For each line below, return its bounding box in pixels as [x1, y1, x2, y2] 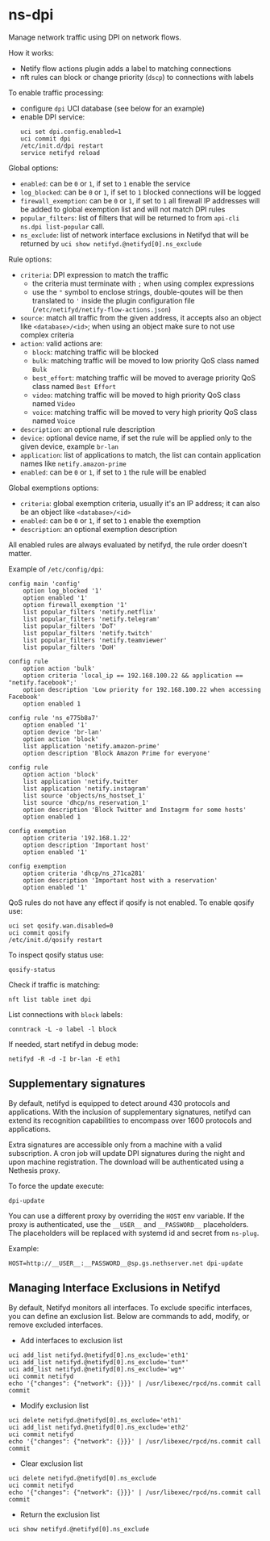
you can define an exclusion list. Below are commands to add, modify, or [8, 1311, 250, 1321]
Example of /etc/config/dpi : [8, 563, 105, 574]
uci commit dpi [19, 135, 72, 143]
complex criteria [19, 329, 74, 340]
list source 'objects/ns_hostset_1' [23, 791, 147, 800]
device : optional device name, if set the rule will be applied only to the [19, 433, 252, 442]
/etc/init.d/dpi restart [19, 141, 104, 150]
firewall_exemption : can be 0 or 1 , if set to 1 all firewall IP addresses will [19, 195, 260, 205]
